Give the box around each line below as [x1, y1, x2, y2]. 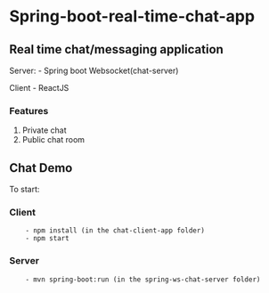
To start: [9, 184, 40, 195]
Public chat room [21, 134, 86, 145]
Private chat [21, 125, 67, 135]
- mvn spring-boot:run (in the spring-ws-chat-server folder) [25, 274, 261, 284]
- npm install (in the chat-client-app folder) [25, 226, 205, 235]
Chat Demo [9, 160, 73, 175]
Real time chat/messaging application [9, 42, 224, 57]
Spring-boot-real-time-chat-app [9, 6, 256, 27]
